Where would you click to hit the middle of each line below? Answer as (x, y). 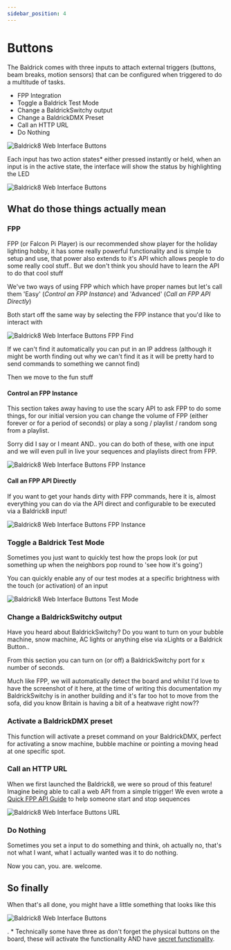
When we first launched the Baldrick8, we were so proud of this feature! (110, 784)
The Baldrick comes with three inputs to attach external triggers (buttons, (112, 67)
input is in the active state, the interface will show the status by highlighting (114, 166)
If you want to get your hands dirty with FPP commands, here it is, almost (111, 496)
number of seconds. (36, 668)
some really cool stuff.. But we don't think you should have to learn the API (113, 266)
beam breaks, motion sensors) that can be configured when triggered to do (115, 74)
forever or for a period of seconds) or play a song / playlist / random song (112, 423)
